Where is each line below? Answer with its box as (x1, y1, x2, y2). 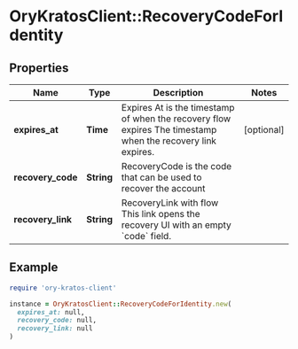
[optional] (243, 124, 285, 136)
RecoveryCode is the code (121, 160, 232, 172)
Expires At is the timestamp (121, 102, 235, 113)
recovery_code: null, (17, 316, 98, 325)
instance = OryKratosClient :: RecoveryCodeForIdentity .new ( (9, 299, 232, 308)
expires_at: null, (17, 307, 86, 316)
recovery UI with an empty (121, 219, 232, 231)
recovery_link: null (17, 324, 93, 333)
